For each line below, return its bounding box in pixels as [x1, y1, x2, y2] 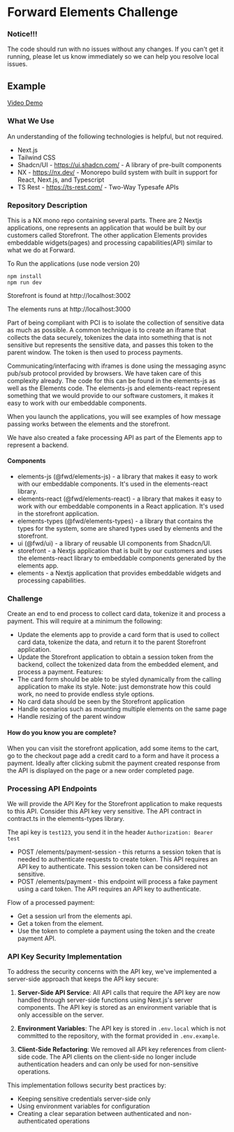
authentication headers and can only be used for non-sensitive [17, 1060, 199, 1068]
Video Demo [7, 99, 43, 107]
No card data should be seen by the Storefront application [17, 697, 185, 706]
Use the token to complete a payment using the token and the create [17, 926, 215, 935]
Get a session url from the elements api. [17, 912, 133, 920]
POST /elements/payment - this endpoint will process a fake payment [17, 877, 218, 885]
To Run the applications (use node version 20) [7, 259, 140, 268]
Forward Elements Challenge [7, 4, 178, 20]
